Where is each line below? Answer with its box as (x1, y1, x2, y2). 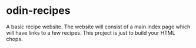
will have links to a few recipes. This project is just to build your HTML (6, 29, 175, 36)
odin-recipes (6, 4, 71, 17)
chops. (6, 35, 23, 42)
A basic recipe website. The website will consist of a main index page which (6, 23, 191, 30)
